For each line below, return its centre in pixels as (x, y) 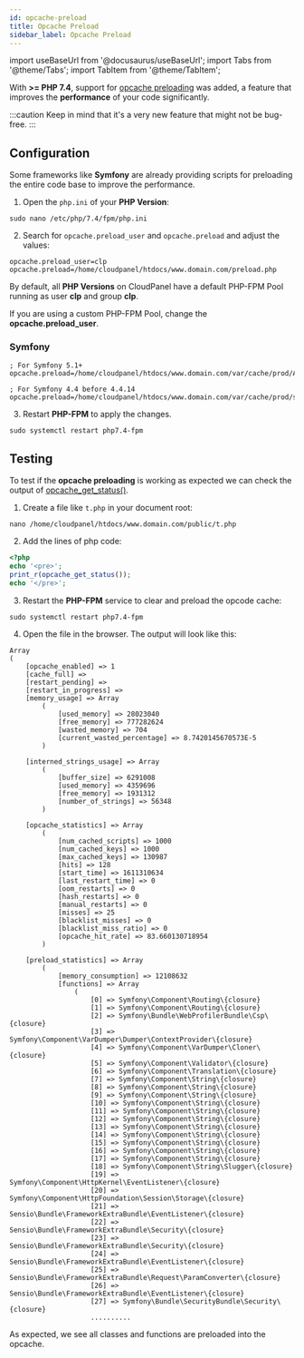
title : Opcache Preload (54, 26)
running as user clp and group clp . (74, 297)
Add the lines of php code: (72, 542)
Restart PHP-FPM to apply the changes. (97, 415)
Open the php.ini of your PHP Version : (96, 202)
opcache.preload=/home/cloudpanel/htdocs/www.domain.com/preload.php (143, 270)
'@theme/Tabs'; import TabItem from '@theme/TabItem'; (115, 70)
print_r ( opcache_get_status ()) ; (70, 575)
